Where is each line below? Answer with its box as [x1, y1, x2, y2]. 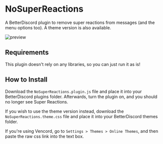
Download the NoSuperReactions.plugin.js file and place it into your [5, 88, 142, 94]
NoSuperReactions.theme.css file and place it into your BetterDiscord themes [5, 113, 158, 119]
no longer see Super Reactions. [5, 99, 68, 104]
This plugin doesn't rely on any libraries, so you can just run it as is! [5, 61, 141, 67]
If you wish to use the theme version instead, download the [5, 108, 124, 114]
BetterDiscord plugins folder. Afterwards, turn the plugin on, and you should [5, 94, 158, 100]
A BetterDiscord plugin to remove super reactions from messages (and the [5, 20, 155, 25]
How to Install [5, 76, 48, 84]
